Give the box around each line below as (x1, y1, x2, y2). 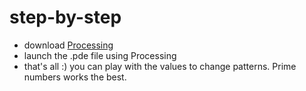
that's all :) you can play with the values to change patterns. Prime (23, 60, 297, 72)
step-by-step (9, 6, 122, 29)
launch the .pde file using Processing (23, 49, 177, 61)
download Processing (23, 39, 114, 51)
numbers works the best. (23, 71, 127, 83)
